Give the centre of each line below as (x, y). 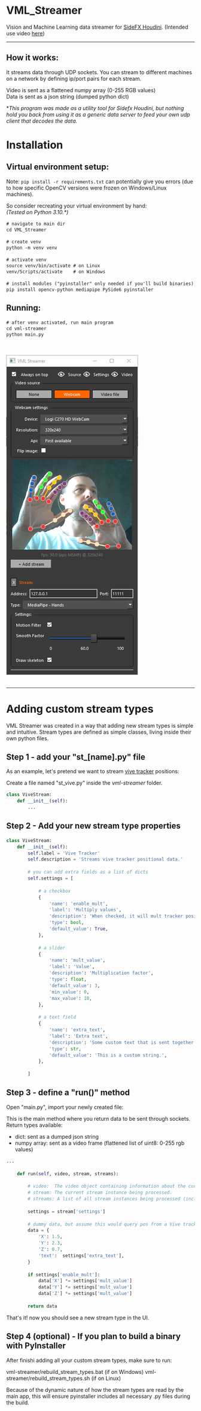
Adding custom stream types (80, 709)
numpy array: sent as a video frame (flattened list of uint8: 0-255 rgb (100, 1143)
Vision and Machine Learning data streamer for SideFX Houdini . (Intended (97, 27)
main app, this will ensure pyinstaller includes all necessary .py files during (98, 1396)
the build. (18, 1402)
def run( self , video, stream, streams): (68, 1173)
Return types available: (34, 1125)
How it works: (32, 58)
